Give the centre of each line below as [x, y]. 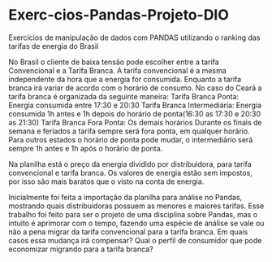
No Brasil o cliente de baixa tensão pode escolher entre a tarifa [114, 62]
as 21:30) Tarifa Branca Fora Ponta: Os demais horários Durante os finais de [135, 122]
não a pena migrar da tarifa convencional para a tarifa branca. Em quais [128, 231]
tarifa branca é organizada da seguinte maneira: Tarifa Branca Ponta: [124, 96]
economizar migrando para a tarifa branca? [81, 249]
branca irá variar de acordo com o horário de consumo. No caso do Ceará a [135, 88]
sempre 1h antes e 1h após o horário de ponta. [86, 148]
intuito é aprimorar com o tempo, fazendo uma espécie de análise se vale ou [136, 223]
